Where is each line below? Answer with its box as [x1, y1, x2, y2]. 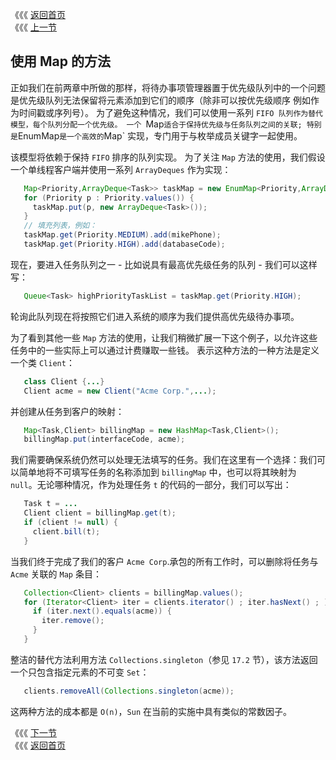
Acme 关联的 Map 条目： [10, 568, 102, 580]
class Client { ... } [23, 376, 105, 387]
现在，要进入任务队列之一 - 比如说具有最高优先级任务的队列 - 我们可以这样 [10, 258, 318, 270]
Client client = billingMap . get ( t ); [23, 508, 177, 518]
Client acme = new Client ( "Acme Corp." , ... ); [23, 386, 217, 396]
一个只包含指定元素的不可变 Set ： [10, 666, 150, 678]
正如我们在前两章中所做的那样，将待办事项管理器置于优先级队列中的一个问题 [10, 81, 326, 93]
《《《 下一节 [10, 726, 57, 738]
